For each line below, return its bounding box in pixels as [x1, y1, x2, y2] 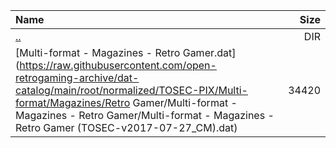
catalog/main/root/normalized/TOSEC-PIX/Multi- [15, 84, 248, 97]
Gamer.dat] [182, 46, 237, 59]
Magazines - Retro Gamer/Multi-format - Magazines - [15, 109, 275, 122]
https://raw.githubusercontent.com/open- [19, 59, 217, 72]
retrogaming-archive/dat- [15, 71, 140, 84]
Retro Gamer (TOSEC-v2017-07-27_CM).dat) [15, 121, 238, 134]
